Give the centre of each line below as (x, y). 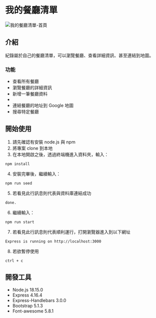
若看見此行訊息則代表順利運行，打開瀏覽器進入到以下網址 (71, 232)
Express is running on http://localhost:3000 (53, 241)
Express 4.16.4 (27, 295)
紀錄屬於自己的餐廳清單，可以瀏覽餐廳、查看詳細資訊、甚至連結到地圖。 (79, 55)
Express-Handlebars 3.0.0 (39, 300)
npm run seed (19, 183)
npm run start (20, 222)
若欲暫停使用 (25, 251)
